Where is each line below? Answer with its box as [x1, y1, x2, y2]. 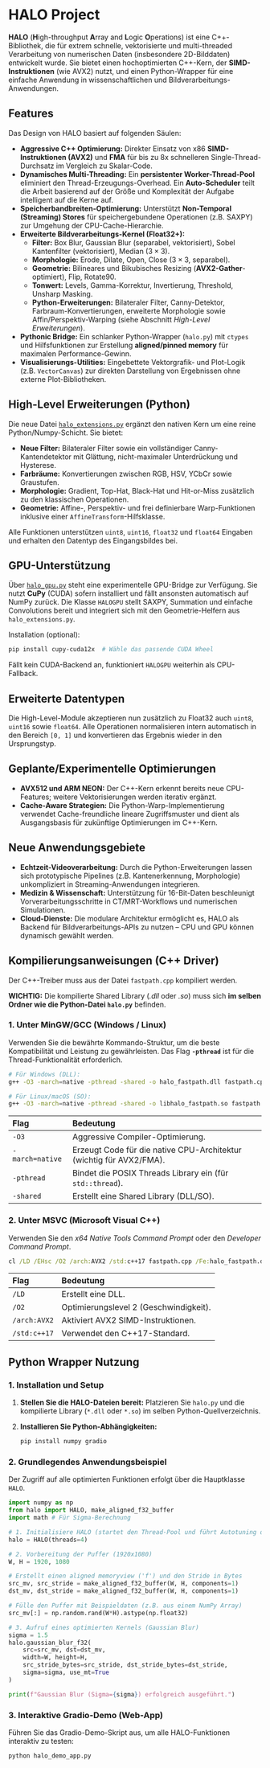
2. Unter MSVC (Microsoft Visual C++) [8, 1215, 161, 1226]
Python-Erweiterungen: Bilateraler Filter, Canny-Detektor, [31, 297, 225, 307]
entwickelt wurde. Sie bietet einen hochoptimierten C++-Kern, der [8, 58, 227, 68]
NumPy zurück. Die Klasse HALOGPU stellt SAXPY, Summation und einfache [8, 597, 253, 607]
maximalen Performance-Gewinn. [19, 348, 132, 359]
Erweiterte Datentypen [8, 691, 125, 705]
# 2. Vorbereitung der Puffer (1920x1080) [8, 1550, 153, 1558]
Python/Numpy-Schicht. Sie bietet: [8, 428, 124, 437]
